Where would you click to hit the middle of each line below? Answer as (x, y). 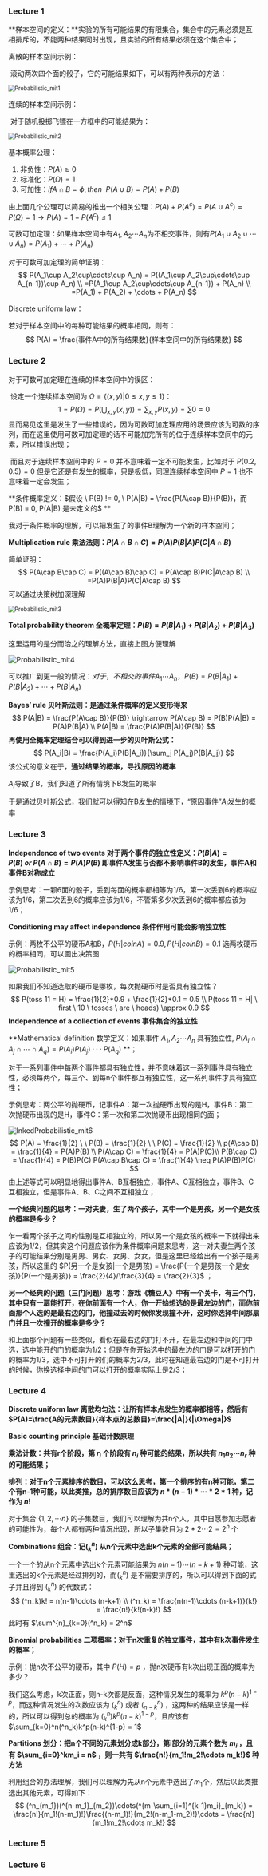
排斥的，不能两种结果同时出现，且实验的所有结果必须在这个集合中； (127, 40)
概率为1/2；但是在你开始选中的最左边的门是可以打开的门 (163, 1350)
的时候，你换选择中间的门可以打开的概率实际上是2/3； (98, 1370)
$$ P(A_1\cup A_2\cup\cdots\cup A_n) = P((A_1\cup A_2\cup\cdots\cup (134, 275)
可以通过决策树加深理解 (47, 594)
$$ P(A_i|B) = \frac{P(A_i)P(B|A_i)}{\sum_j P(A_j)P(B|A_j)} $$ (134, 753)
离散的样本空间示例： (43, 57)
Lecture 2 (27, 361)
